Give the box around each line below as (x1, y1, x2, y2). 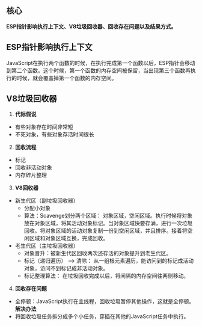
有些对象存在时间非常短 (14, 123, 73, 131)
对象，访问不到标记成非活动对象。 (23, 265, 109, 272)
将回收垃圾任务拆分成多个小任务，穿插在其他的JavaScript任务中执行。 (14, 313, 189, 320)
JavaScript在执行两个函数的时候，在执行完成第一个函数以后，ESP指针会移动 (6, 59, 195, 66)
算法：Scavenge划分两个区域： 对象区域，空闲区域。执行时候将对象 (23, 212, 193, 220)
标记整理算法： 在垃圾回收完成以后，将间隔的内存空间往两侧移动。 (23, 272, 189, 280)
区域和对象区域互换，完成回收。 (29, 235, 109, 242)
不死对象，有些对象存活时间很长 (14, 131, 94, 138)
